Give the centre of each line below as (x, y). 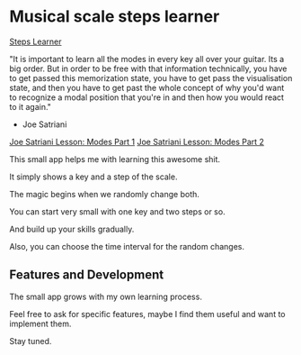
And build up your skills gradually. (72, 229)
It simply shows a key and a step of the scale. (93, 177)
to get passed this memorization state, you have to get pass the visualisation (151, 77)
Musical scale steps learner (115, 17)
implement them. (40, 323)
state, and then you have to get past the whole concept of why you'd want (147, 87)
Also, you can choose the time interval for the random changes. (127, 246)
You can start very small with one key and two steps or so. (118, 211)
